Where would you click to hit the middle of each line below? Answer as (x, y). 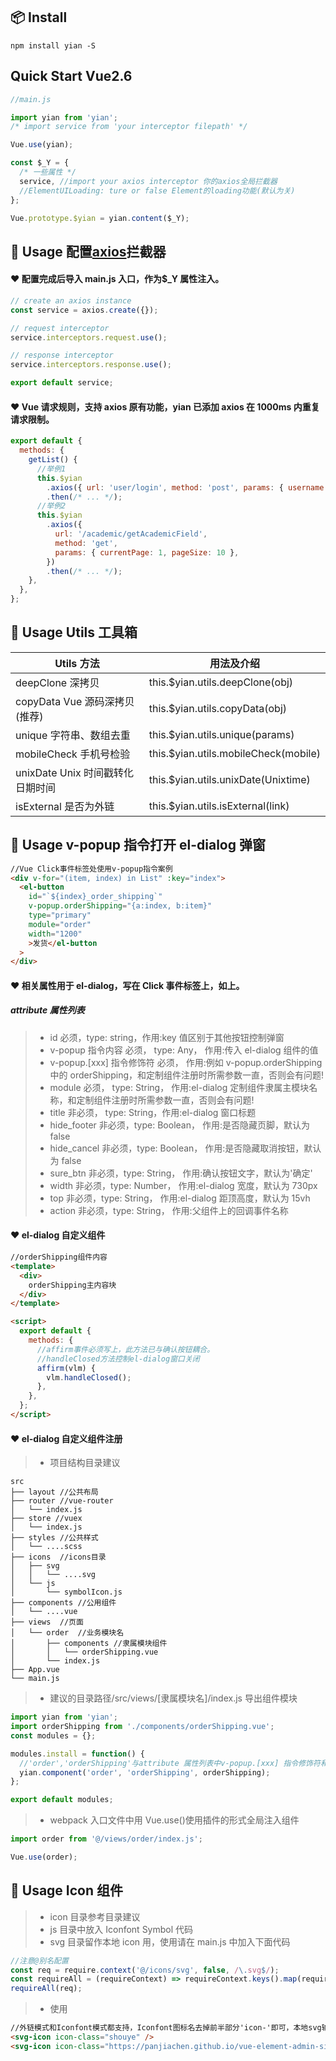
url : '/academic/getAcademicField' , (131, 534)
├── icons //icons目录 (58, 1557)
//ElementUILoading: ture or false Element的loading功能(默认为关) (157, 190)
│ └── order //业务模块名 (67, 1633)
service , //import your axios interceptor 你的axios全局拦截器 (148, 181)
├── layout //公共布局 (54, 1492)
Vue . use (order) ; (44, 1857)
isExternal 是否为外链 (65, 806)
